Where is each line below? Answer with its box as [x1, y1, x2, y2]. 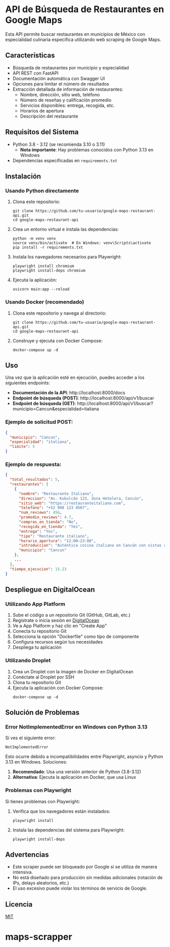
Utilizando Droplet [5, 657, 51, 664]
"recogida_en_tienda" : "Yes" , [18, 524, 82, 529]
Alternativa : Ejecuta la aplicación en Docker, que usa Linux [12, 774, 137, 780]
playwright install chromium [12, 263, 74, 269]
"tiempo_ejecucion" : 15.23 [10, 566, 67, 572]
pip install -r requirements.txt [12, 245, 83, 250]
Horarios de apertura [20, 107, 64, 113]
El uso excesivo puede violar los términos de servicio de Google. [12, 885, 148, 891]
